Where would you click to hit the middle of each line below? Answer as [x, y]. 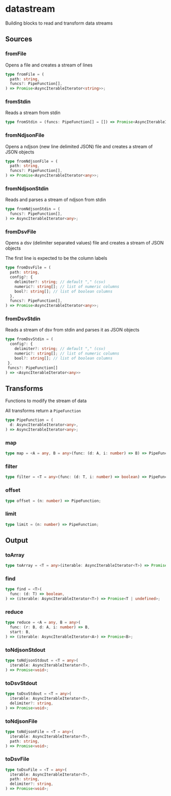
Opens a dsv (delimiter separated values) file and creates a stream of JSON [84, 243]
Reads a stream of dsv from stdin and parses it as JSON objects [73, 330]
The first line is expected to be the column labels [56, 258]
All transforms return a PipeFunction [43, 411]
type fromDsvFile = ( [28, 268]
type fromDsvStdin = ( [29, 339]
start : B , [20, 632]
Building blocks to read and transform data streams [59, 23]
